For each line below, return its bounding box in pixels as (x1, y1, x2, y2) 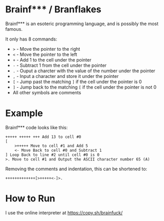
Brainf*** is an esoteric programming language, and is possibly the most (5, 21, 159, 27)
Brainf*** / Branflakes (5, 4, 101, 15)
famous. (5, 26, 23, 32)
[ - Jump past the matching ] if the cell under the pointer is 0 (12, 78, 142, 85)
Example (5, 108, 43, 119)
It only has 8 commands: (5, 36, 57, 42)
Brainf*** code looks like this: (5, 124, 68, 130)
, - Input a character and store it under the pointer (12, 73, 119, 79)
